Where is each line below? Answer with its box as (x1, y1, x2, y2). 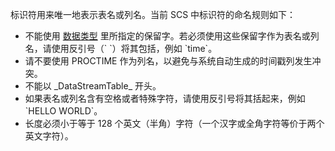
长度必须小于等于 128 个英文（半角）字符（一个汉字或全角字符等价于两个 (24, 118, 325, 129)
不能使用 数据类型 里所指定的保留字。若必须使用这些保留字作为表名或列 (24, 30, 320, 42)
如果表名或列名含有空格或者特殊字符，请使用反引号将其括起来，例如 (24, 93, 306, 104)
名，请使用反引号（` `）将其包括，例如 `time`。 (24, 43, 218, 54)
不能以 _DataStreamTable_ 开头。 (24, 80, 162, 92)
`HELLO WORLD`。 (24, 105, 103, 117)
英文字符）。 (24, 130, 74, 142)
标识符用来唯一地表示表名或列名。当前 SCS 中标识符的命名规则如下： (10, 9, 297, 20)
